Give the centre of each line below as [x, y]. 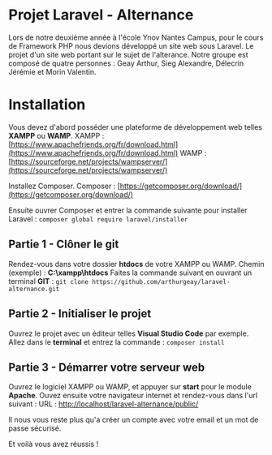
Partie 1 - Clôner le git [64, 245]
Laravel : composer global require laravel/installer [98, 219]
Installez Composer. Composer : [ [64, 186]
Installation [47, 105]
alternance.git [34, 289]
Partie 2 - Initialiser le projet [80, 314]
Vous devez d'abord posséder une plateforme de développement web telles [135, 127]
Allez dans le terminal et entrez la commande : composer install [117, 341]
